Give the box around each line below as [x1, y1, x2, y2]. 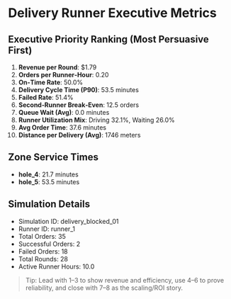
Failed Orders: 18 [18, 247, 68, 256]
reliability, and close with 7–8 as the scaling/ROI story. [25, 283, 184, 292]
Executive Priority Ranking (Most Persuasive [8, 33, 210, 45]
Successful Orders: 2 [18, 239, 81, 248]
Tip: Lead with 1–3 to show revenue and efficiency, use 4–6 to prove [25, 276, 225, 284]
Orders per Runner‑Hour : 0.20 [18, 71, 109, 79]
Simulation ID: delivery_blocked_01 [18, 217, 119, 225]
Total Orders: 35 [18, 232, 67, 240]
